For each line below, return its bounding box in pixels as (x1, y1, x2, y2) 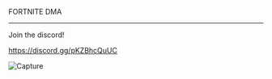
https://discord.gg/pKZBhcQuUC (8, 46, 117, 55)
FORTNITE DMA (8, 7, 62, 16)
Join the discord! (8, 30, 65, 39)
